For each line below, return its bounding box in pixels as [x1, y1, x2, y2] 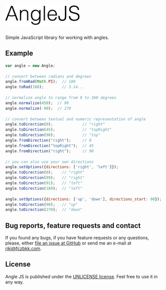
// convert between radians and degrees [5, 74, 92, 79]
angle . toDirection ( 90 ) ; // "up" [5, 202, 78, 207]
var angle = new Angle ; [5, 63, 56, 68]
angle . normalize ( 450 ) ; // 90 [5, 100, 69, 105]
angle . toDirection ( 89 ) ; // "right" [5, 175, 85, 181]
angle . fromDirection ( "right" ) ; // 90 [5, 148, 94, 153]
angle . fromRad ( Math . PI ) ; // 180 [5, 79, 76, 85]
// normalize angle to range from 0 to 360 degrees [5, 95, 116, 100]
